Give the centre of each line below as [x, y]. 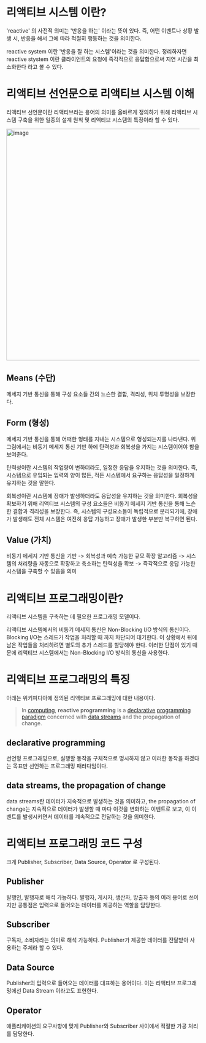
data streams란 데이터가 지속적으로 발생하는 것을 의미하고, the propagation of [101, 801]
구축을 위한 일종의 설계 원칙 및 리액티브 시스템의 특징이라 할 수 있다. [98, 120]
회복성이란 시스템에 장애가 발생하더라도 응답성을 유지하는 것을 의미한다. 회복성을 [102, 495]
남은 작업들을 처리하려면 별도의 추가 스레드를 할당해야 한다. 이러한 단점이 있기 [99, 645]
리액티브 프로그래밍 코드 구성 [74, 844]
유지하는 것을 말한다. [31, 482]
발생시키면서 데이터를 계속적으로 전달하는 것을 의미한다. [89, 816]
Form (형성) [28, 423]
